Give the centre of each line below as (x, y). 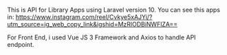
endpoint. (21, 44)
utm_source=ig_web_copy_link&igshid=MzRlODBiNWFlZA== (93, 24)
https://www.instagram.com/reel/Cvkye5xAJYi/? (84, 17)
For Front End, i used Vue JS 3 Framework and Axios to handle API (101, 37)
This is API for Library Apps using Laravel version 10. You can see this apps (113, 10)
